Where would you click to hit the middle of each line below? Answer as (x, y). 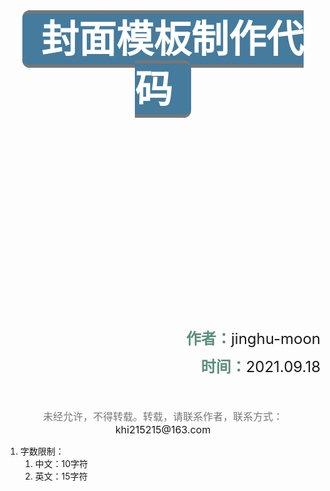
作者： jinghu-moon (253, 338)
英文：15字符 (61, 476)
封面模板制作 (154, 39)
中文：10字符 (61, 463)
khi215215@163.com (163, 429)
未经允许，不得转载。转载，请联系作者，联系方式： (162, 416)
